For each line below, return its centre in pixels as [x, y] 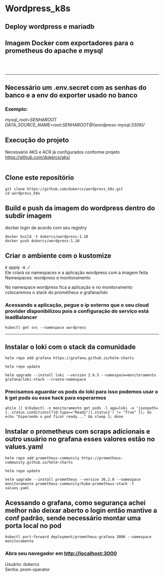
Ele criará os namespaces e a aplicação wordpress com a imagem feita [77, 273]
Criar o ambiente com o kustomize [58, 256]
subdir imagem [29, 216]
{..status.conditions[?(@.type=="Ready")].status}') [60, 412]
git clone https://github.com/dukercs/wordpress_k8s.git [64, 189]
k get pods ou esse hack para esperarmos [56, 398]
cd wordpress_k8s [23, 193]
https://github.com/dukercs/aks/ [38, 157]
